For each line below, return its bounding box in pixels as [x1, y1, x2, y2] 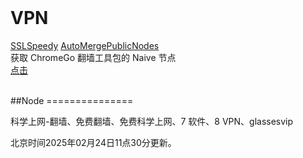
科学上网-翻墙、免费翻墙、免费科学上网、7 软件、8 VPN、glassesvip [10, 115, 294, 127]
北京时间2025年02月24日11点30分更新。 [10, 136, 177, 148]
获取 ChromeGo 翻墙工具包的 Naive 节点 [10, 51, 177, 63]
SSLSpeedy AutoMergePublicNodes [10, 39, 160, 51]
